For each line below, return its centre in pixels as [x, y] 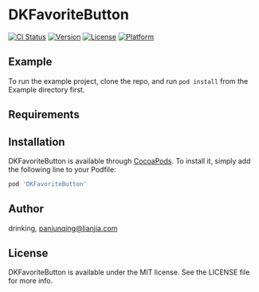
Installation [37, 142]
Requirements [44, 114]
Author [26, 209]
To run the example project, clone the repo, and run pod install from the [128, 81]
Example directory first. [47, 89]
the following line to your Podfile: [63, 169]
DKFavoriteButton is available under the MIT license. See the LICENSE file [129, 272]
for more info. [31, 281]
